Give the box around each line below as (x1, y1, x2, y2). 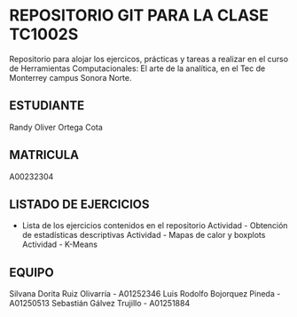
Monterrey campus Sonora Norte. (9, 72, 132, 83)
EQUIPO (9, 265, 55, 280)
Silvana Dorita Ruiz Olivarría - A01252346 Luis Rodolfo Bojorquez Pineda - (9, 289, 281, 299)
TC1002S (9, 24, 79, 44)
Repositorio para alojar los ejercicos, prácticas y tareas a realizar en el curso (9, 53, 289, 64)
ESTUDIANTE (9, 99, 85, 114)
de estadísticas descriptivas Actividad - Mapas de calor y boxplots (21, 230, 266, 241)
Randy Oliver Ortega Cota (9, 122, 104, 132)
